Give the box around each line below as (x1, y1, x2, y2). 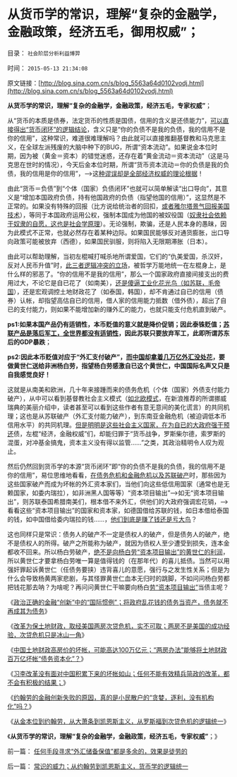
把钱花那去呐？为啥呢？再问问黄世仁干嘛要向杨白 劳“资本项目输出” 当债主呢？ (7, 583, 229, 591)
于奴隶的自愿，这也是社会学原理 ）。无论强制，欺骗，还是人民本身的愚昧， (7, 219, 221, 228)
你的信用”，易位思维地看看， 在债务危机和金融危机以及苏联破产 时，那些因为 (7, 471, 227, 479)
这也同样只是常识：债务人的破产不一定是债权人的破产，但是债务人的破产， (7, 530, 224, 538)
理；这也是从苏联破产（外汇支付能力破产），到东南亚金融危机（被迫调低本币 (7, 411, 227, 420)
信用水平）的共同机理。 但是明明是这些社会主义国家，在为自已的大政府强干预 (7, 421, 230, 429)
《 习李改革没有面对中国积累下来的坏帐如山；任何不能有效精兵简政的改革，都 (7, 669, 230, 677)
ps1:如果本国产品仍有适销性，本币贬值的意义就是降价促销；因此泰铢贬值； (7, 320, 224, 328)
